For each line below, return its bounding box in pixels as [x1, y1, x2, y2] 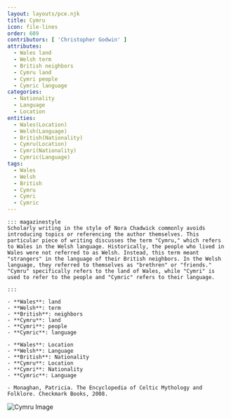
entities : [7, 114, 37, 121]
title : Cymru [7, 17, 46, 24]
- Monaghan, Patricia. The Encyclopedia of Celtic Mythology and [7, 384, 202, 391]
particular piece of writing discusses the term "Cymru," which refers [7, 237, 221, 244]
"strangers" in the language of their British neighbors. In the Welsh [7, 255, 221, 262]
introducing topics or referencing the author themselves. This [7, 231, 199, 238]
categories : [7, 88, 42, 95]
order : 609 [7, 29, 39, 37]
